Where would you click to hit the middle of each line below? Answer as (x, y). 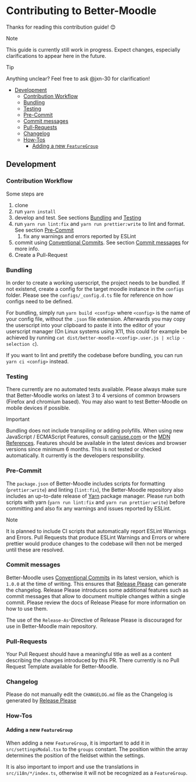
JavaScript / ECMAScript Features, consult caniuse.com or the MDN (88, 437)
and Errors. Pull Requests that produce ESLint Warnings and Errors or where (98, 537)
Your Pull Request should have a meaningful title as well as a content (89, 654)
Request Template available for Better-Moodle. (62, 667)
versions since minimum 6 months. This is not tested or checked (84, 450)
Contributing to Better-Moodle (81, 11)
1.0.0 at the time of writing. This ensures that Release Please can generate (96, 584)
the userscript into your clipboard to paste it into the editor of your (86, 325)
